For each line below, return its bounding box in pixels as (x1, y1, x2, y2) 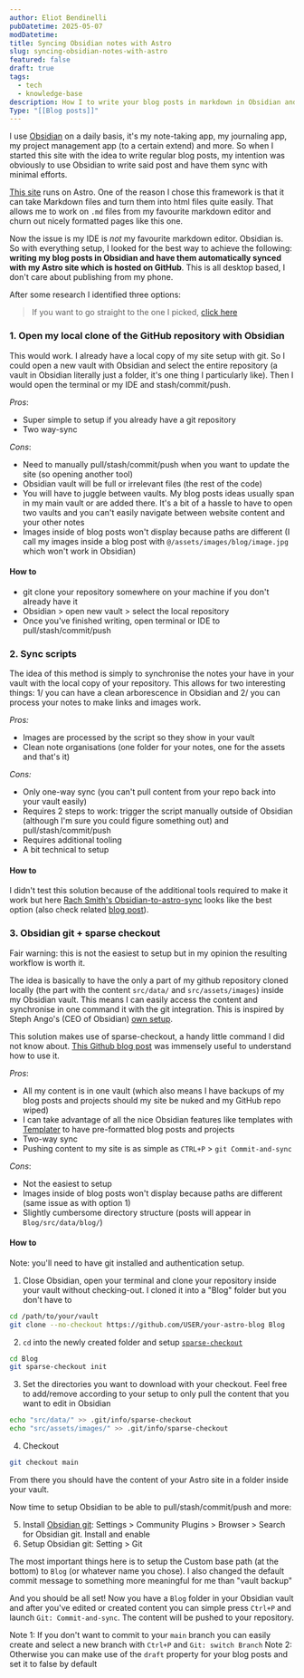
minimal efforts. (9, 169, 68, 180)
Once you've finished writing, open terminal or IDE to (22, 615, 220, 626)
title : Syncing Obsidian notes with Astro (9, 38, 172, 48)
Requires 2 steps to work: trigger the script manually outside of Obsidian (22, 805, 293, 816)
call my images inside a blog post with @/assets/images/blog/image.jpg (22, 535, 290, 546)
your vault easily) (22, 796, 88, 807)
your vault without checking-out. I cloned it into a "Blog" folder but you (22, 1284, 287, 1296)
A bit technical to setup (22, 844, 109, 855)
